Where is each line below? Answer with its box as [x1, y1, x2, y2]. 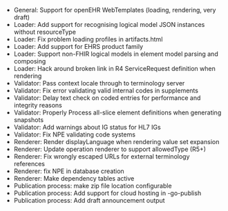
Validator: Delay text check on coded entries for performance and [13, 94, 201, 102]
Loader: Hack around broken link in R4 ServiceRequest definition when [13, 65, 216, 72]
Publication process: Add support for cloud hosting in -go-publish [13, 189, 202, 197]
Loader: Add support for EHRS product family [13, 43, 144, 50]
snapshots [13, 116, 44, 123]
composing [13, 57, 46, 65]
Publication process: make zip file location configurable [13, 182, 172, 190]
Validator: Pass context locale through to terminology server [13, 79, 185, 87]
